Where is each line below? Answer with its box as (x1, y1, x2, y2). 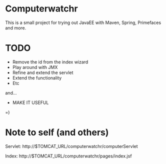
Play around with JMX (12, 64, 58, 70)
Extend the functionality (12, 74, 62, 80)
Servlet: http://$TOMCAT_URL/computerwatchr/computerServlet (5, 143, 138, 149)
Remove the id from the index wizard (12, 58, 88, 65)
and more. (5, 24, 26, 30)
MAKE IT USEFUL (12, 99, 49, 105)
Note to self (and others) (5, 127, 109, 138)
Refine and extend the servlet (12, 69, 73, 75)
